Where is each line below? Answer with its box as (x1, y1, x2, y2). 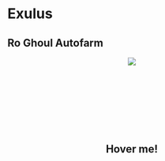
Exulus (7, 5, 53, 23)
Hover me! (105, 143, 159, 156)
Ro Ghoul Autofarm (7, 36, 103, 50)
